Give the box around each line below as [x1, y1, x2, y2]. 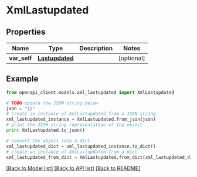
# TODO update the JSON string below [6, 100, 98, 106]
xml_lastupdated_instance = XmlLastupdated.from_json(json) [6, 117, 157, 122]
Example [6, 74, 39, 84]
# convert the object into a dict [6, 138, 91, 144]
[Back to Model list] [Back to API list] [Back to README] [6, 165, 141, 172]
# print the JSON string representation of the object [6, 122, 143, 128]
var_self [9, 54, 32, 62]
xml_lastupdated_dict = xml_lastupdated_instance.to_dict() [6, 143, 157, 149]
